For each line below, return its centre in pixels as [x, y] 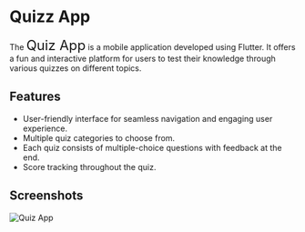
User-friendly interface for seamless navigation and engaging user [147, 118]
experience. [45, 128]
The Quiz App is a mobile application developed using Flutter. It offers [152, 45]
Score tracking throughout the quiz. [89, 166]
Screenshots [46, 196]
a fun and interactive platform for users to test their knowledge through [142, 58]
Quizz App [50, 17]
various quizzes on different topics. [76, 68]
